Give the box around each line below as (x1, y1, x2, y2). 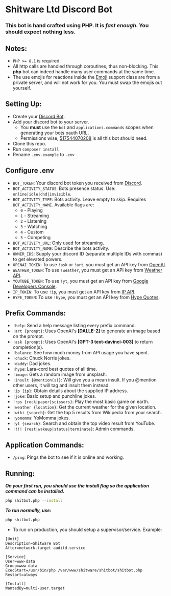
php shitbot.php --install (5, 498, 63, 503)
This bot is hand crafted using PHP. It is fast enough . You (5, 22, 149, 29)
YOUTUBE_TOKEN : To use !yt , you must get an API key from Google (12, 278, 149, 284)
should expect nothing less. (5, 28, 76, 35)
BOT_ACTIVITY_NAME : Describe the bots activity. (12, 245, 110, 251)
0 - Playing (20, 207, 43, 213)
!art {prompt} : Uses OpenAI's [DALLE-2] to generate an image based (12, 328, 161, 334)
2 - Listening (20, 218, 47, 224)
